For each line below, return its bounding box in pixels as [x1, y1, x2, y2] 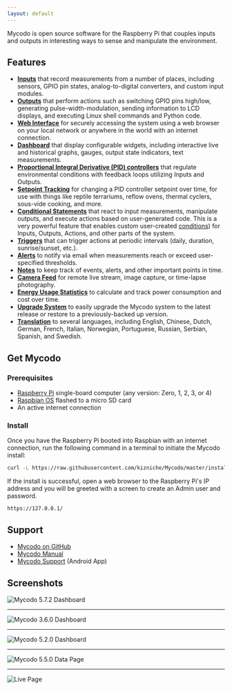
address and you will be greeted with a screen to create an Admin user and [7, 484, 221, 493]
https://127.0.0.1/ [7, 505, 64, 512]
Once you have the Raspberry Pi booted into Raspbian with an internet [7, 437, 207, 445]
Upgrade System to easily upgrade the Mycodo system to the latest [17, 302, 211, 311]
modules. [17, 89, 44, 98]
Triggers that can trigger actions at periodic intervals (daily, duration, [17, 237, 215, 245]
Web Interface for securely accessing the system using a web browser [17, 119, 220, 127]
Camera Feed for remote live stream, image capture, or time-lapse [17, 273, 206, 282]
